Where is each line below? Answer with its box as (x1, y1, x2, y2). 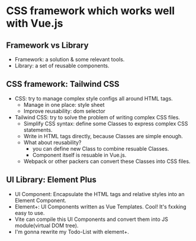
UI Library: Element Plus (6, 175, 97, 185)
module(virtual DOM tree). (14, 222, 79, 229)
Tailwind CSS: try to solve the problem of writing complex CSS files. (14, 113, 181, 120)
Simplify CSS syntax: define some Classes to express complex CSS (23, 120, 188, 127)
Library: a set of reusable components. (14, 62, 110, 69)
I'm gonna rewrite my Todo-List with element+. (14, 228, 129, 235)
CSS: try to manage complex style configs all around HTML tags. (14, 95, 173, 102)
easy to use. (14, 209, 45, 216)
